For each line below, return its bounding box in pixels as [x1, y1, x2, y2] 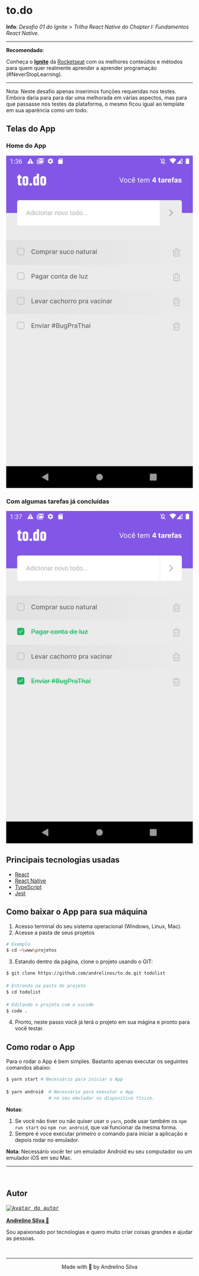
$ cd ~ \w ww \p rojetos [6, 947, 57, 953]
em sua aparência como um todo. [6, 106, 88, 113]
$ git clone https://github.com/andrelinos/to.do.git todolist [6, 970, 166, 976]
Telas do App [6, 124, 56, 134]
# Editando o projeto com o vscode [6, 1001, 94, 1008]
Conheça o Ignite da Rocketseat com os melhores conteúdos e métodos [6, 58, 183, 65]
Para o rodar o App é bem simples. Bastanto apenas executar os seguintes [6, 1058, 188, 1065]
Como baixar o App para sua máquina [6, 907, 148, 917]
